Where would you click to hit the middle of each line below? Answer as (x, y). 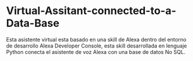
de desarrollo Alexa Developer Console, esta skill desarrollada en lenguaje (97, 46)
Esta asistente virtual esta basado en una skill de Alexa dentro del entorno (96, 39)
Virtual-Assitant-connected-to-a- (91, 11)
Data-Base (33, 23)
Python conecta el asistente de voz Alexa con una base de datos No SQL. (96, 52)
